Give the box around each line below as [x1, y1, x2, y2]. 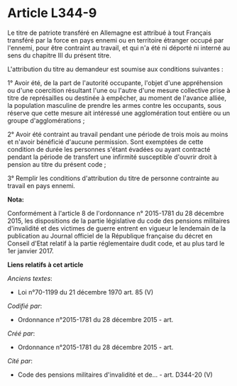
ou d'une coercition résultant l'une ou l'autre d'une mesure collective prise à [7, 86, 231, 94]
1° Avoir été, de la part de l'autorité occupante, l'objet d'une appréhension [7, 78, 224, 87]
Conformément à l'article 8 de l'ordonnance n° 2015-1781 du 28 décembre [7, 209, 225, 217]
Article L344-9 [7, 5, 97, 21]
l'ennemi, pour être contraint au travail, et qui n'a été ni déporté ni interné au [7, 43, 231, 52]
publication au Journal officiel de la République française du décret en [7, 231, 213, 240]
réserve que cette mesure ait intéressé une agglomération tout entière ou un [7, 109, 231, 117]
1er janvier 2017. [7, 246, 55, 255]
